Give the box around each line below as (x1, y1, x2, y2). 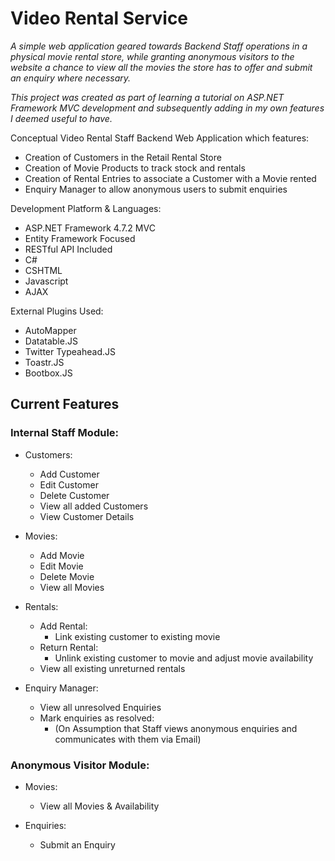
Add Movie (39, 549, 85, 561)
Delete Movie (39, 570, 95, 582)
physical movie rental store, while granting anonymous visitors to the (10, 50, 295, 62)
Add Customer (39, 468, 100, 480)
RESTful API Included (24, 243, 113, 255)
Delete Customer (39, 489, 110, 501)
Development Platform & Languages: (10, 202, 162, 214)
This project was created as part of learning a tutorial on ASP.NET (10, 91, 285, 103)
